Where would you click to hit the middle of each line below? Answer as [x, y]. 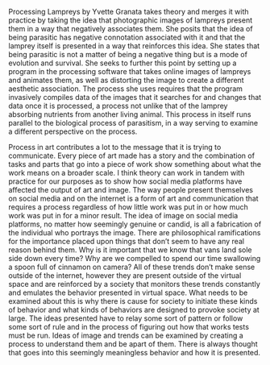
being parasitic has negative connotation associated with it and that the [127, 37]
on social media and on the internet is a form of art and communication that [134, 198]
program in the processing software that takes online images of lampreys [130, 71]
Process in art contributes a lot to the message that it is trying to [115, 147]
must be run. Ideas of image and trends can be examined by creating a [126, 335]
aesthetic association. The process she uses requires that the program [126, 89]
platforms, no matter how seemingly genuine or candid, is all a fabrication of [135, 224]
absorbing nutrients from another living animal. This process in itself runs [130, 114]
